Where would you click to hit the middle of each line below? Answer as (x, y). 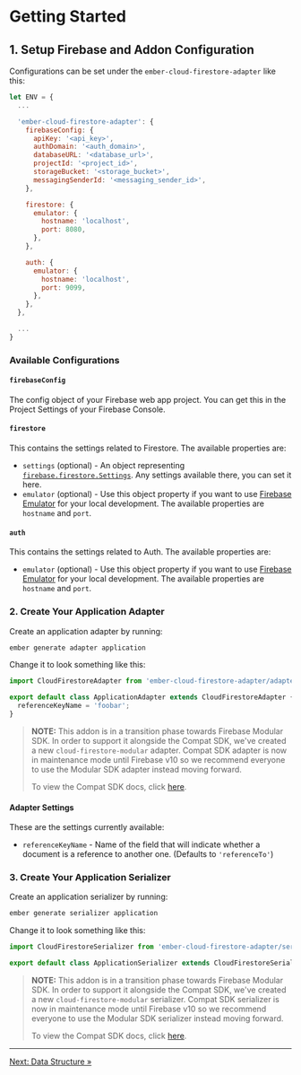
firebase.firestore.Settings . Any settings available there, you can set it (157, 475)
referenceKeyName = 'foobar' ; (73, 706)
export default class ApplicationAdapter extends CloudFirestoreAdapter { (152, 697)
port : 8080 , (64, 230)
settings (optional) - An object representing (103, 466)
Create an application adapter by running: (86, 631)
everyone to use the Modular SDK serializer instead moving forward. (157, 1018)
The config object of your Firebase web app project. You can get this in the (148, 399)
